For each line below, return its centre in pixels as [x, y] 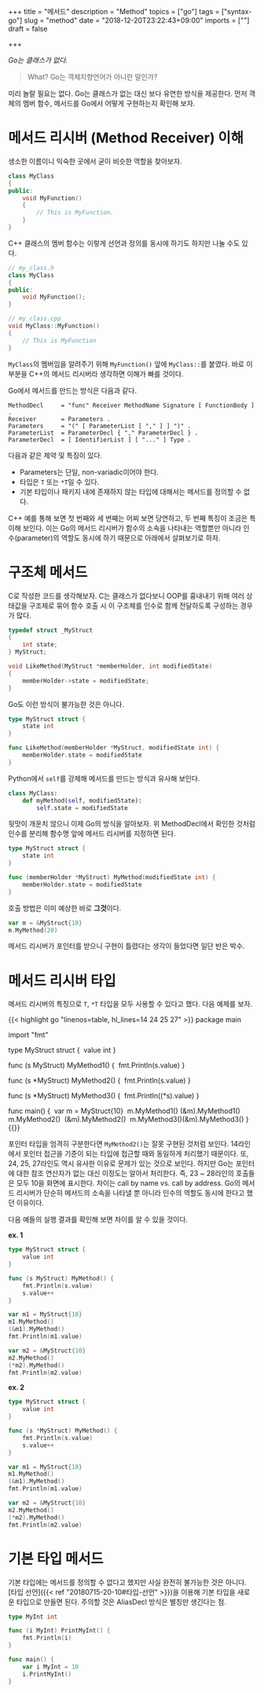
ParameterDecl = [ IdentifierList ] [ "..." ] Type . [100, 440]
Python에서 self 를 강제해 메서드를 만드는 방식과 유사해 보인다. [104, 778]
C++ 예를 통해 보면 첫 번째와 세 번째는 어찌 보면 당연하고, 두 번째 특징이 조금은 [128, 518]
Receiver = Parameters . [59, 419]
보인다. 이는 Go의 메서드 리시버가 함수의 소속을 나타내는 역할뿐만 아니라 [132, 528]
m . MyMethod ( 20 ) [33, 930]
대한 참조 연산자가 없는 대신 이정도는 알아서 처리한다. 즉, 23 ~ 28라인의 [125, 1174]
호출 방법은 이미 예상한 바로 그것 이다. [65, 908]
